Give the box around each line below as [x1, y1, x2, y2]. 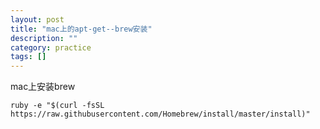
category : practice [10, 42, 92, 53]
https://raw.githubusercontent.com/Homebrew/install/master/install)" [10, 109, 311, 120]
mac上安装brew [10, 81, 76, 93]
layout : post [10, 14, 65, 25]
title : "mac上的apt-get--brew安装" [10, 24, 153, 34]
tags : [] [10, 52, 47, 62]
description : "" [10, 33, 78, 43]
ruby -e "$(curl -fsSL [10, 101, 105, 111]
